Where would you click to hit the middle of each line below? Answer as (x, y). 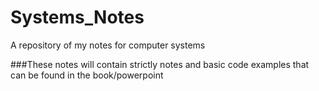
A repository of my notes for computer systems (108, 45)
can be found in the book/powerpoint (87, 75)
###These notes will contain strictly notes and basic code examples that (160, 64)
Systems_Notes (77, 17)
